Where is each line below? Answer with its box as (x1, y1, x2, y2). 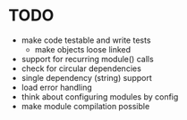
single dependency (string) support (21, 72, 153, 83)
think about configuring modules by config (21, 91, 179, 102)
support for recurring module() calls (21, 53, 154, 64)
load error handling (21, 82, 93, 92)
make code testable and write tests (21, 35, 151, 45)
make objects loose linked (34, 44, 132, 54)
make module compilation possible (21, 100, 150, 111)
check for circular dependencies (21, 63, 142, 74)
